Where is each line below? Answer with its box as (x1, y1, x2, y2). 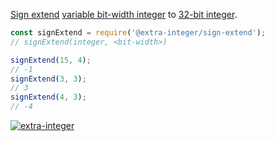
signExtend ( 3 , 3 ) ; (10, 74, 87, 84)
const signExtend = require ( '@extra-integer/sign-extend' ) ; (10, 28, 267, 38)
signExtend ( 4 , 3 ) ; (10, 92, 87, 103)
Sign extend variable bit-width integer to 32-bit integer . (10, 9, 238, 20)
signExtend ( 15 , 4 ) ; (10, 55, 92, 65)
